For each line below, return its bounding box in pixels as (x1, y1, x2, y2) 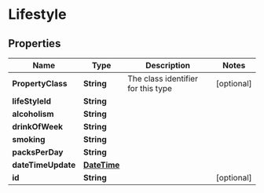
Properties (8, 37, 61, 50)
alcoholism (12, 108, 54, 119)
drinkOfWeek (12, 122, 64, 132)
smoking (12, 134, 46, 144)
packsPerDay (12, 147, 64, 158)
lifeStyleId (12, 96, 52, 107)
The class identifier (126, 73, 199, 84)
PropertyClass (12, 78, 68, 89)
